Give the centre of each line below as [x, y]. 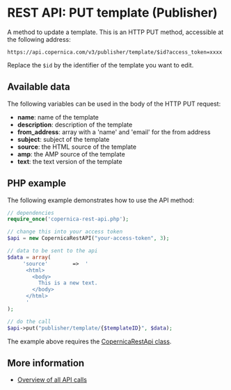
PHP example [37, 183]
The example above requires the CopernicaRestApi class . [89, 341]
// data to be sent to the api [53, 251]
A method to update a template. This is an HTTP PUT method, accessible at [115, 32]
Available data [39, 87]
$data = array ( [29, 257]
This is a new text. [68, 283]
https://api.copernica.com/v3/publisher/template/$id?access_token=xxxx [115, 52]
